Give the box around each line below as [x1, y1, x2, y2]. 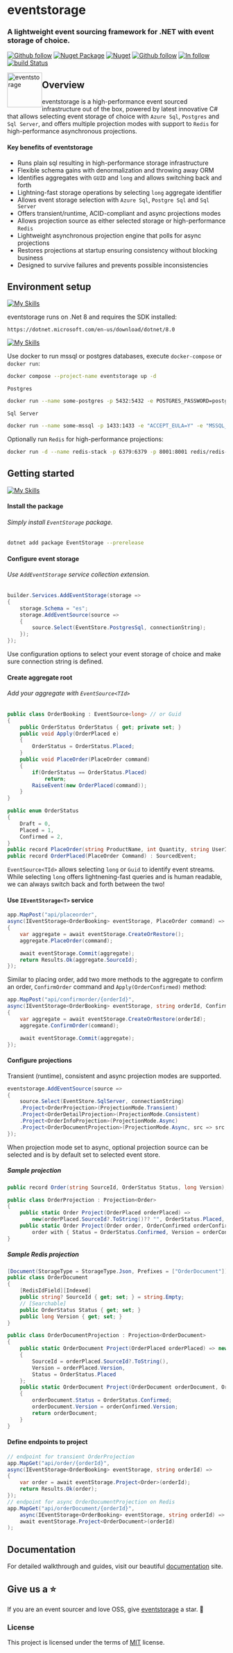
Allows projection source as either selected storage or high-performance [17, 216, 226, 225]
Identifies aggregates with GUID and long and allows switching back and [17, 173, 222, 182]
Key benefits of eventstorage [7, 143, 94, 151]
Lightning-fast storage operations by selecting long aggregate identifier [17, 188, 222, 196]
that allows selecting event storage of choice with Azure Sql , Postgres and [7, 112, 220, 120]
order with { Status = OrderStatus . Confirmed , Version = [32, 1228, 200, 1235]
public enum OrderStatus [7, 807, 79, 814]
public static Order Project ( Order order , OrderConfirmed [19, 1222, 191, 1230]
